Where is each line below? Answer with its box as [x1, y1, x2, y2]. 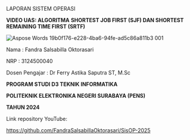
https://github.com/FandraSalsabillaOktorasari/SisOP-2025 [6, 127, 151, 133]
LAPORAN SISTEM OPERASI [6, 5, 76, 12]
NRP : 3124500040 [6, 58, 53, 64]
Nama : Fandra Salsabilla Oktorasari [6, 46, 94, 53]
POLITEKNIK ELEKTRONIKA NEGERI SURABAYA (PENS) [6, 92, 146, 99]
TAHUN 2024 [6, 104, 40, 111]
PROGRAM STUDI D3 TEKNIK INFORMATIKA [6, 80, 118, 88]
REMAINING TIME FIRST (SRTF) [6, 23, 85, 30]
